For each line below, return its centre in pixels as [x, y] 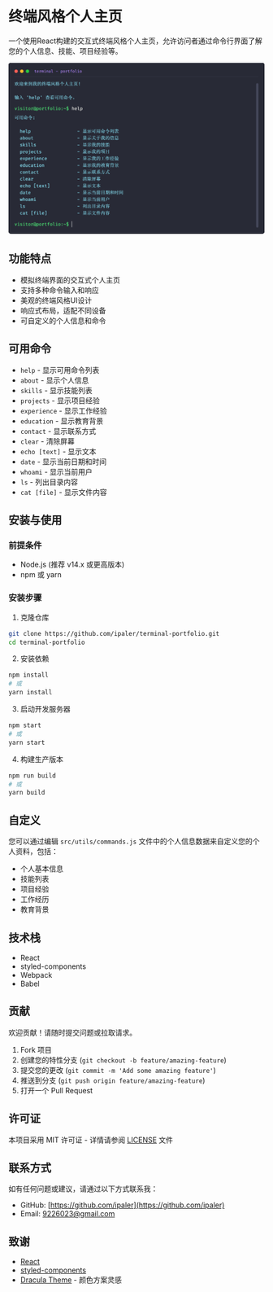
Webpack [36, 974]
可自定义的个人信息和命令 [63, 320]
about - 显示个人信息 [54, 380]
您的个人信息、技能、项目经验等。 [65, 50]
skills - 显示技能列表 [56, 390]
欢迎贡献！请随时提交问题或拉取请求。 [72, 1032]
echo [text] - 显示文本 [58, 451]
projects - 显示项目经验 [60, 401]
